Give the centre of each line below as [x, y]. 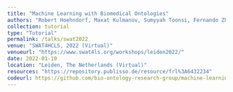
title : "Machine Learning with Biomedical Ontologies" [88, 13]
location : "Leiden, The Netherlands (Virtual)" [77, 65]
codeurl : [20, 78]
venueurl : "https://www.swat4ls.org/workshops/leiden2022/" [96, 53]
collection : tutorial [38, 26]
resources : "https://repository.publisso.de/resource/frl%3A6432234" [110, 71]
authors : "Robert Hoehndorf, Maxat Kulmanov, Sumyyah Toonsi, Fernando [113, 20]
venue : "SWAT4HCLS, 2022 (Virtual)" [60, 46]
